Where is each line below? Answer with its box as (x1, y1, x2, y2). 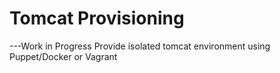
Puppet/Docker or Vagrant (9, 50, 118, 62)
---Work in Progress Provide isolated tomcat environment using (9, 40, 271, 52)
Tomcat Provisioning (9, 7, 185, 30)
